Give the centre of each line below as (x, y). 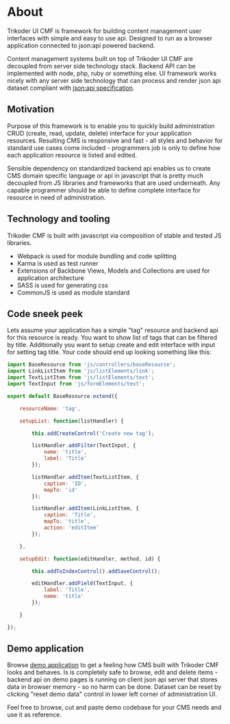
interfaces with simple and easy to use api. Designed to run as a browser (110, 38)
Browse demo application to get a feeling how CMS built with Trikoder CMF (113, 665)
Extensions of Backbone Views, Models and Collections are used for (113, 271)
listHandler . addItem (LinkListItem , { (85, 509)
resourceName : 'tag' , (50, 408)
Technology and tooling (59, 219)
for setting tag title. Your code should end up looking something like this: (109, 352)
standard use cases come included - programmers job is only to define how (114, 147)
